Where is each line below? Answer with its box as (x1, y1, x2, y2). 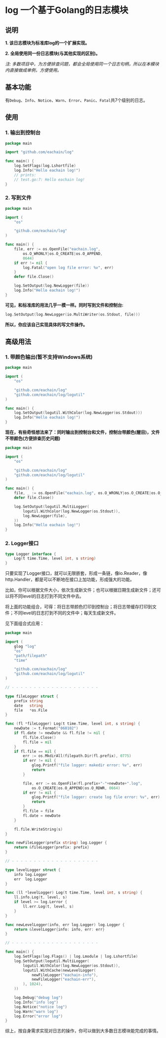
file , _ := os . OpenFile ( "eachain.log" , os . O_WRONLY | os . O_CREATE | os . (14, 490, 158, 496)
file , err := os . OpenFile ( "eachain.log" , (14, 246, 100, 252)
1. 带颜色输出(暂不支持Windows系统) (5, 353, 93, 360)
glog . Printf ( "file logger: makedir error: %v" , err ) (31, 763, 142, 768)
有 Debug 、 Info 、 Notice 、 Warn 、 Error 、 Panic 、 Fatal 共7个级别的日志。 (5, 97, 148, 103)
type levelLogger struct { (5, 867, 61, 872)
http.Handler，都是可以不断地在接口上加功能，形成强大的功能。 (5, 576, 134, 583)
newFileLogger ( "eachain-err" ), (31, 977, 96, 982)
